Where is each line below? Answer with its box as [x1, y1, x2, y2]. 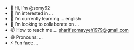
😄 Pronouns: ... [10, 34, 43, 40]
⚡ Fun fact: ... [10, 40, 38, 46]
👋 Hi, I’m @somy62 [10, 5, 50, 11]
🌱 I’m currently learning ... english [10, 16, 81, 21]
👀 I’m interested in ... [10, 10, 53, 16]
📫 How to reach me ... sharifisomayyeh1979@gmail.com [10, 27, 129, 33]
